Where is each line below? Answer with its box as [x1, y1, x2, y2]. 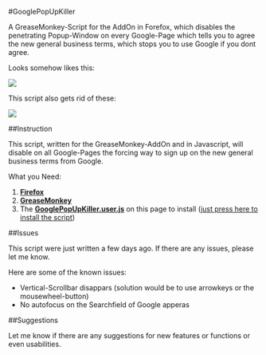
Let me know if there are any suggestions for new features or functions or [8, 331, 251, 340]
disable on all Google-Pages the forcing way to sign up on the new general [8, 148, 253, 157]
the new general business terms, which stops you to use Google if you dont [8, 39, 256, 49]
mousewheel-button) [19, 291, 89, 301]
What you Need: [8, 172, 62, 181]
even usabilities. [8, 339, 61, 349]
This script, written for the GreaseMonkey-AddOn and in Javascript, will [8, 140, 244, 148]
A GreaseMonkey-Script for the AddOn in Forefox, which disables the [8, 22, 236, 31]
